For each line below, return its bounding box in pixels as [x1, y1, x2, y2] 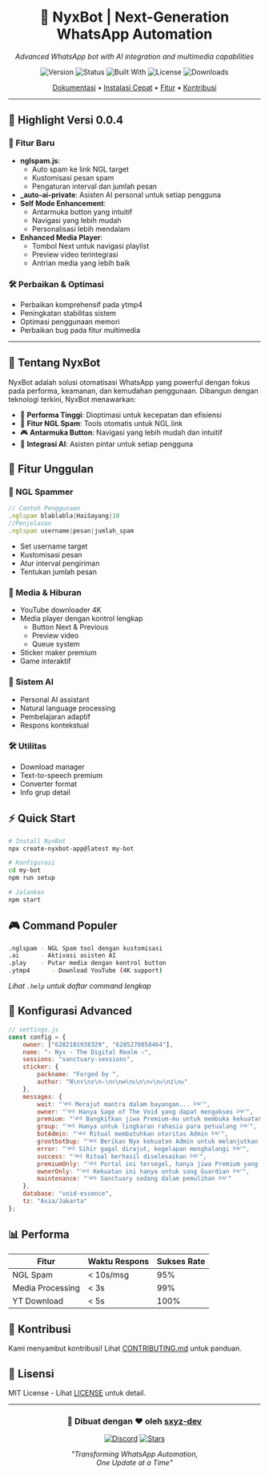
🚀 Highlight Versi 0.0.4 [8, 113, 124, 128]
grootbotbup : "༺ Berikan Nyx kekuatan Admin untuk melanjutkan [37, 1137, 259, 1145]
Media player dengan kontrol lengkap [19, 614, 143, 623]
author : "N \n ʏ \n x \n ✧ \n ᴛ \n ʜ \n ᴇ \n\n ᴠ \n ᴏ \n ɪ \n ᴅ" [37, 1078, 188, 1086]
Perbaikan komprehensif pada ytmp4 [19, 299, 143, 309]
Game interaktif [19, 656, 71, 666]
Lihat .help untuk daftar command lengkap [8, 981, 151, 991]
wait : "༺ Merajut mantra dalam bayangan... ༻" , [37, 1100, 211, 1108]
